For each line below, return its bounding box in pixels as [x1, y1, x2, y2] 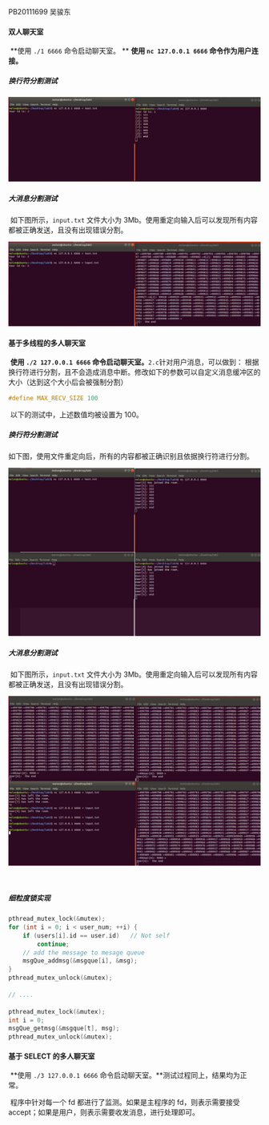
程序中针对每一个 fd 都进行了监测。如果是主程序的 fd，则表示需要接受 [10, 1098, 240, 1107]
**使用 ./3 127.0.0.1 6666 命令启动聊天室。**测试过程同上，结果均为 [10, 1071, 240, 1080]
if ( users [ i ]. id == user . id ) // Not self [22, 931, 171, 939]
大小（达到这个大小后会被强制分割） [8, 377, 128, 387]
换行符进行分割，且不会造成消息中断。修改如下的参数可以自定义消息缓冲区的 [8, 368, 261, 377]
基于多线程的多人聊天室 [8, 338, 86, 348]
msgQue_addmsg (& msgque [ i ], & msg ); [22, 957, 138, 965]
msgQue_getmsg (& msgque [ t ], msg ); [8, 1024, 120, 1033]
